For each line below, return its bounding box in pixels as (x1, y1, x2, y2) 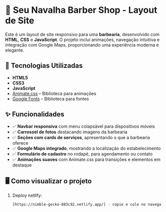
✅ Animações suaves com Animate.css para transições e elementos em (12, 156, 161, 162)
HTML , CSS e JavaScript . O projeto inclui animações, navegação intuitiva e (5, 37, 160, 43)
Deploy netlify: (12, 193, 42, 199)
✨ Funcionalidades (5, 110, 64, 118)
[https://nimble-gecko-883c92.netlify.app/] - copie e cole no (12, 202, 146, 207)
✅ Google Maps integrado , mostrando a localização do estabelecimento (12, 145, 161, 151)
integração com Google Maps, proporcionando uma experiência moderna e (5, 42, 159, 48)
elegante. (5, 47, 25, 53)
